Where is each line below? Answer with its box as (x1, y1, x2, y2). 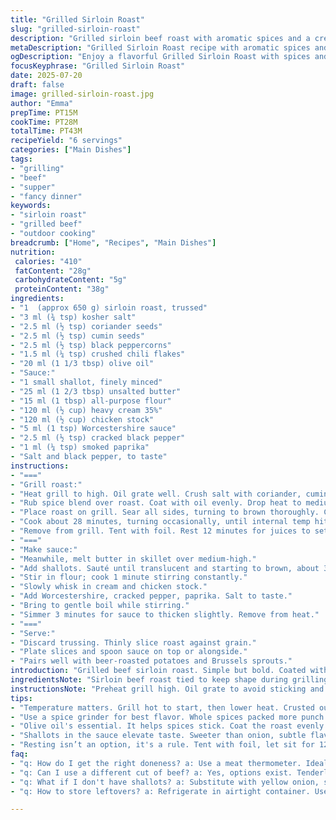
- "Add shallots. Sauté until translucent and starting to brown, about (10, 563, 320, 573)
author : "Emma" (10, 98, 74, 108)
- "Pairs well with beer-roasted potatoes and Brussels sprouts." (10, 656, 293, 666)
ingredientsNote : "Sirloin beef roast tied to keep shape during (10, 675, 288, 685)
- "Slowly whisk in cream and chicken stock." (10, 582, 208, 592)
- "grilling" (10, 163, 65, 173)
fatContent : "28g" (14, 266, 92, 276)
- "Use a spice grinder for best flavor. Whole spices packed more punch (10, 712, 325, 722)
